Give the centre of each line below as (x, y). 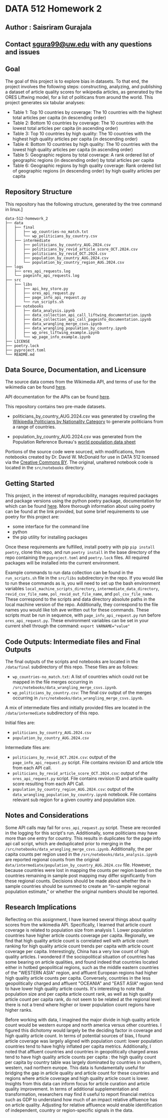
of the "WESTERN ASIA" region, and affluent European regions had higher (81, 973)
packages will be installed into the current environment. (63, 563)
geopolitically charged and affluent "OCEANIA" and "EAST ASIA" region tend (84, 983)
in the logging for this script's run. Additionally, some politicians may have (81, 833)
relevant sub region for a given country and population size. (74, 800)
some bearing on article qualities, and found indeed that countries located (81, 962)
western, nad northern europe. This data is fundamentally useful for (75, 1067)
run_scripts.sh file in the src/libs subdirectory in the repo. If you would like (84, 578)
